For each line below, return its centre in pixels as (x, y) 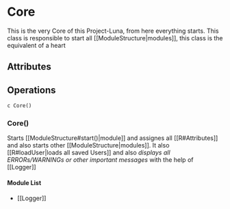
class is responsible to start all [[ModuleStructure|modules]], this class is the (115, 38)
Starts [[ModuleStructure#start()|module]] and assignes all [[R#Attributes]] (113, 138)
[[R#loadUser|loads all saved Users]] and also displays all (89, 153)
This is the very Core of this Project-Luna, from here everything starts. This (113, 31)
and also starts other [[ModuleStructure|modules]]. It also (88, 145)
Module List (24, 182)
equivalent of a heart (37, 45)
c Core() (20, 106)
